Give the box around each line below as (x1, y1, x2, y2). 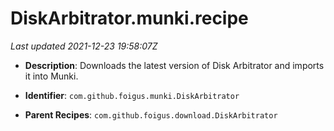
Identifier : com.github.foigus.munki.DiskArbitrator (24, 89, 240, 101)
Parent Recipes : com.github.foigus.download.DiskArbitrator (24, 108, 278, 121)
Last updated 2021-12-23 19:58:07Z (10, 40, 158, 52)
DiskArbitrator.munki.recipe (10, 7, 249, 30)
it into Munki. (24, 70, 79, 82)
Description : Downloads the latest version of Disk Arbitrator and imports (24, 59, 325, 71)
